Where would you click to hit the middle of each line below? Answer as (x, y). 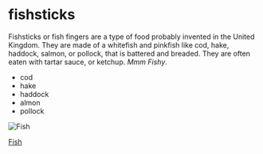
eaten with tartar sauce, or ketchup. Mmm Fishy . (88, 62)
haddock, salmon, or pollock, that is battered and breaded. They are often (130, 53)
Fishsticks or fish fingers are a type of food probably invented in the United (131, 37)
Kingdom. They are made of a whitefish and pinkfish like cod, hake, (119, 44)
